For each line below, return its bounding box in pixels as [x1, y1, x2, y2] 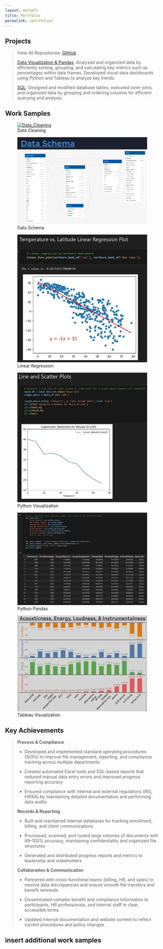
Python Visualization [17, 503, 59, 509]
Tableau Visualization [17, 712, 60, 718]
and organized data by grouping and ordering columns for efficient [17, 90, 152, 96]
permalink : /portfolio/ [5, 18, 54, 23]
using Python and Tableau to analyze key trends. [17, 75, 116, 81]
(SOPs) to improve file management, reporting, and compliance [24, 754, 152, 760]
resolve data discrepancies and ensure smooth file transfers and [24, 882, 155, 888]
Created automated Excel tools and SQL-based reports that [24, 769, 144, 775]
